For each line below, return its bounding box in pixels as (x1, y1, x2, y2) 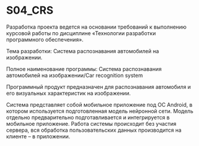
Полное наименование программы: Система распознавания (6, 65, 162, 72)
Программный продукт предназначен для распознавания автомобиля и (6, 83, 191, 90)
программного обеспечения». (6, 36, 84, 43)
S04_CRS (6, 4, 54, 17)
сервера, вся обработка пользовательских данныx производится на (6, 126, 182, 133)
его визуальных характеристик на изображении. (6, 89, 131, 97)
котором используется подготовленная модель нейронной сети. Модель (6, 107, 194, 114)
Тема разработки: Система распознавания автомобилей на (6, 47, 160, 54)
